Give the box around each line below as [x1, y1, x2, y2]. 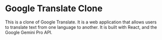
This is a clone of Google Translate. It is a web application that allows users [5, 19, 157, 25]
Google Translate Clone [5, 3, 103, 14]
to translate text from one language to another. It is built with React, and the [5, 24, 158, 30]
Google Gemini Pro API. [5, 29, 52, 35]
